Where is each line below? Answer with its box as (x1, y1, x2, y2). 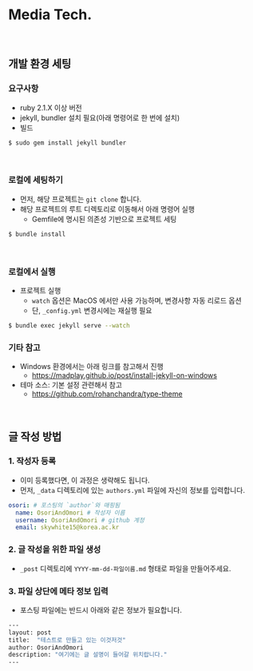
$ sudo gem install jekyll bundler (8, 138, 127, 147)
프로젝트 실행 (19, 285, 61, 295)
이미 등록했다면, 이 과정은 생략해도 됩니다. (19, 475, 150, 485)
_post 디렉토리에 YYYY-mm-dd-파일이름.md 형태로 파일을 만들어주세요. (19, 563, 231, 573)
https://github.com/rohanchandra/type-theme (31, 389, 183, 399)
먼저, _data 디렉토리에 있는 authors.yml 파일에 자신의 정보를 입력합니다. (19, 485, 246, 494)
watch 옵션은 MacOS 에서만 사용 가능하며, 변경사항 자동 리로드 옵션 (31, 296, 242, 305)
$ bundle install (8, 230, 66, 238)
